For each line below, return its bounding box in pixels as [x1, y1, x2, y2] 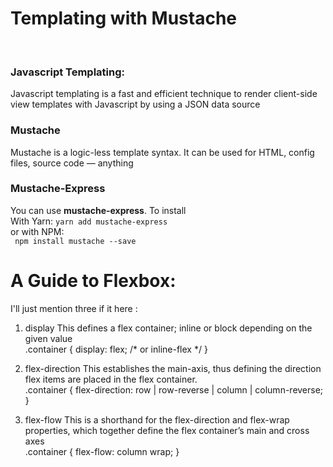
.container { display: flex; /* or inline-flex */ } [24, 343, 208, 355]
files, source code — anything [10, 157, 134, 169]
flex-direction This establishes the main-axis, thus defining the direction [24, 362, 322, 374]
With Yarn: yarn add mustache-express [10, 215, 168, 227]
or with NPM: [10, 225, 65, 237]
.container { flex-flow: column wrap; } [24, 445, 180, 457]
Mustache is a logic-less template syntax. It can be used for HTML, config [10, 146, 315, 158]
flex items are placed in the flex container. [24, 373, 198, 385]
